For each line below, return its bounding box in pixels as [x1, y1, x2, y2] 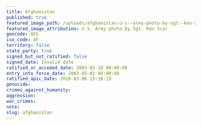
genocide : [6, 82, 31, 88]
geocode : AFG [6, 31, 39, 37]
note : [6, 103, 20, 110]
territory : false [6, 43, 50, 49]
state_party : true [6, 48, 52, 54]
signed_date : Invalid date [6, 59, 74, 65]
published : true [6, 14, 47, 20]
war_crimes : [6, 98, 36, 104]
